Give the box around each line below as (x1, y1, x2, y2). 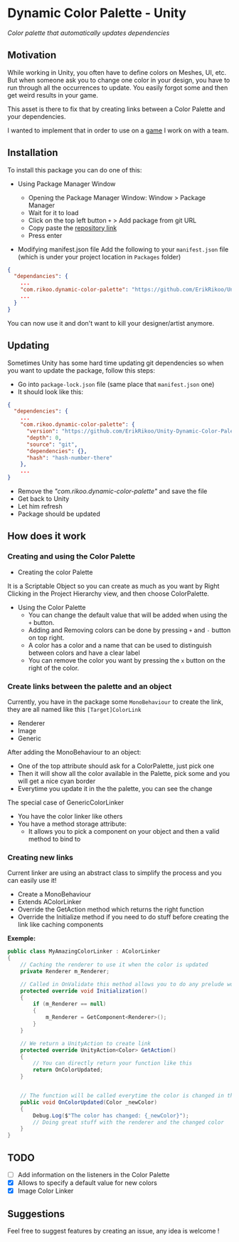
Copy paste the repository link (28, 223, 117, 232)
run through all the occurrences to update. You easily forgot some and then (7, 83, 228, 92)
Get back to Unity (17, 495, 70, 503)
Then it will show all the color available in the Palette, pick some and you (17, 769, 230, 777)
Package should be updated (17, 509, 101, 518)
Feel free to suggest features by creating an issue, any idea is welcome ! (7, 1226, 220, 1235)
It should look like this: (17, 387, 84, 396)
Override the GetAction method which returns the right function (17, 905, 204, 914)
